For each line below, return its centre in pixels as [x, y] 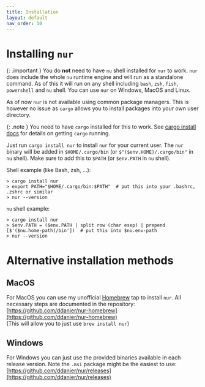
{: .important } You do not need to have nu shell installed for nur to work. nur [102, 70]
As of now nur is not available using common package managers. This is [98, 102]
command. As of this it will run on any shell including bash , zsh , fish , [92, 84]
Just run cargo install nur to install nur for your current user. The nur [95, 145]
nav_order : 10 [24, 23]
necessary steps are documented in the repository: [71, 304]
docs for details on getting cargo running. [58, 133]
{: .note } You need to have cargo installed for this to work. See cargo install [101, 127]
